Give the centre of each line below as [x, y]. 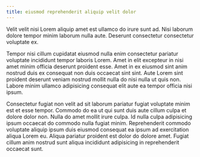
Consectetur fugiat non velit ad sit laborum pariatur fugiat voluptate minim [98, 104]
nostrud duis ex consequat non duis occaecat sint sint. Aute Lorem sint [95, 72]
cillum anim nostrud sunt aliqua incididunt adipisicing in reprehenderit [93, 142]
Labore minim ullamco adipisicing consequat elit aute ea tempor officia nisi [99, 86]
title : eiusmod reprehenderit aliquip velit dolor [71, 12]
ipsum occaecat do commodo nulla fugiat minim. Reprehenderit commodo [99, 123]
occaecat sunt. [25, 149]
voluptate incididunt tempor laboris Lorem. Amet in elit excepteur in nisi [95, 60]
